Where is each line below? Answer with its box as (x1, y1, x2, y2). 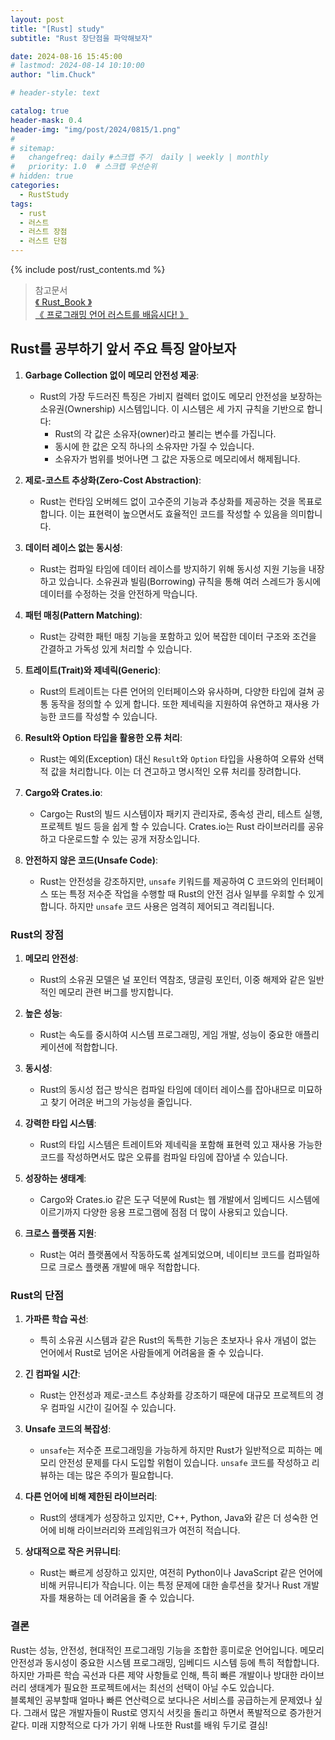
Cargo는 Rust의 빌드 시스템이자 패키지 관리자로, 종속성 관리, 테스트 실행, (39, 807, 323, 820)
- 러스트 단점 (19, 236, 68, 246)
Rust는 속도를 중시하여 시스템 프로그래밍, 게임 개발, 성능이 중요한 (39, 1029, 293, 1041)
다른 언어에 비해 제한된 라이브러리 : (24, 1491, 158, 1503)
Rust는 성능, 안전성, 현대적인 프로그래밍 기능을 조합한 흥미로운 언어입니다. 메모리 (10, 1644, 325, 1656)
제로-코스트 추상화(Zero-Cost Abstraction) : (24, 474, 202, 486)
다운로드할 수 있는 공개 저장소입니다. (58, 832, 201, 845)
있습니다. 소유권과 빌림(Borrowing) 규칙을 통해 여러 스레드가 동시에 (58, 575, 322, 587)
